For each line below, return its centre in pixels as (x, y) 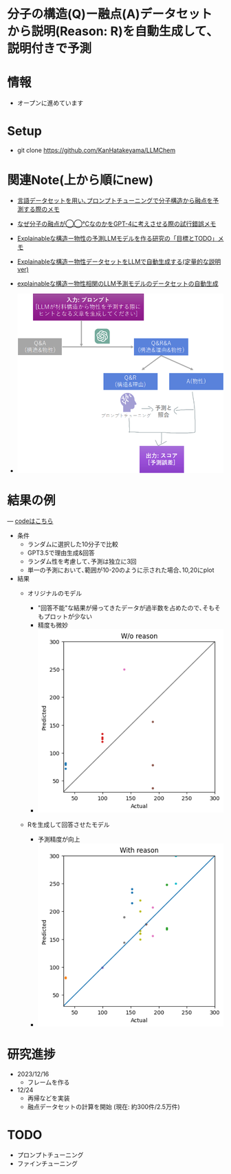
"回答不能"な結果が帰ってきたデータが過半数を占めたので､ (120, 608)
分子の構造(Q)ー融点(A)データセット (110, 14)
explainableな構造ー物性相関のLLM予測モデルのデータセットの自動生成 (118, 284)
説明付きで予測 (49, 49)
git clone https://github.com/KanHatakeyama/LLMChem (96, 150)
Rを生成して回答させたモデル (68, 825)
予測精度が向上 (59, 840)
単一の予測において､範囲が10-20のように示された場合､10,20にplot (121, 570)
